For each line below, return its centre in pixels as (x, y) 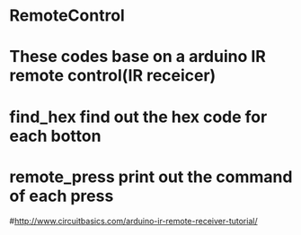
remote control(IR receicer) (113, 76)
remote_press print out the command (151, 177)
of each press (62, 196)
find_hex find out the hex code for (138, 117)
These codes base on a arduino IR (138, 57)
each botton (55, 136)
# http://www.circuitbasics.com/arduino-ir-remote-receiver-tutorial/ (133, 221)
